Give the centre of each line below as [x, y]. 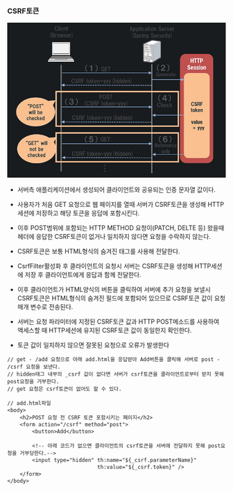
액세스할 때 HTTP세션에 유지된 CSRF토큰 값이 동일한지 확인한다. [104, 330]
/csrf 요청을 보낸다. [34, 367]
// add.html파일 [29, 403]
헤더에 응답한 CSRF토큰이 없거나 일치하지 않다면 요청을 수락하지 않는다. [114, 236]
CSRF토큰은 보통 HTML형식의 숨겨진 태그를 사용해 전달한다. [98, 251]
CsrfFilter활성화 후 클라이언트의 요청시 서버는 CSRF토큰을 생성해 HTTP [114, 266]
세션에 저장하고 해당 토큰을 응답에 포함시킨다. [78, 213]
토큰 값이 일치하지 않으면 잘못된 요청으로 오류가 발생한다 [93, 344]
